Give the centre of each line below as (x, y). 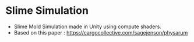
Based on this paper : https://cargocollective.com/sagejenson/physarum (101, 32)
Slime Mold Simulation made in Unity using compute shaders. (87, 26)
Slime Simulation (47, 11)
